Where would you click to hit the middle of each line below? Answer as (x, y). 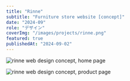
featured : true (25, 38)
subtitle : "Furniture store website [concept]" (66, 17)
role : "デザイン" (26, 28)
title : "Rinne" (25, 11)
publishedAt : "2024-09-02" (39, 44)
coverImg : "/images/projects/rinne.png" (56, 33)
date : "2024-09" (26, 22)
